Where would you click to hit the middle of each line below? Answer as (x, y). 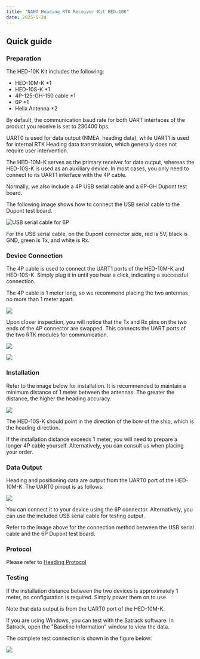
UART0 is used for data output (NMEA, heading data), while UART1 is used (98, 138)
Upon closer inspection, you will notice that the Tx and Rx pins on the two (96, 322)
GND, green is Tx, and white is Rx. (48, 240)
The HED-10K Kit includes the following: (55, 72)
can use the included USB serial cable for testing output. (76, 516)
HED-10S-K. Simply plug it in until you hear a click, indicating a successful (97, 275)
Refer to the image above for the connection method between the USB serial (100, 528)
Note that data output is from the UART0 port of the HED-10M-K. (86, 609)
